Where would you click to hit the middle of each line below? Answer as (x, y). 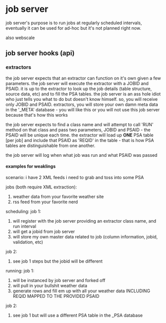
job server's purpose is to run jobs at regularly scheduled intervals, (74, 23)
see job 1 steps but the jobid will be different (58, 261)
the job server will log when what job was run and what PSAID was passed (82, 155)
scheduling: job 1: (23, 211)
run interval (24, 226)
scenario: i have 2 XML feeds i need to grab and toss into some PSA (75, 177)
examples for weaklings (31, 166)
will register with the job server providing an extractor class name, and (84, 221)
